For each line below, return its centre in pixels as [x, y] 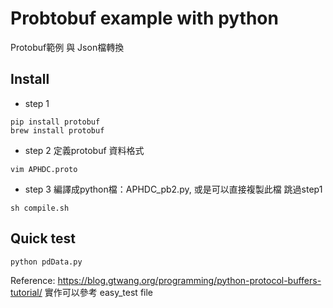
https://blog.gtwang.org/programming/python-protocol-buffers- [189, 280]
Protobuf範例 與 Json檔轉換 [67, 47]
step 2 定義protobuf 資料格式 [84, 150]
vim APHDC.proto [44, 169]
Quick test [43, 238]
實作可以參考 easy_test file [99, 292]
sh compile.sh [40, 208]
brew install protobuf [57, 130]
